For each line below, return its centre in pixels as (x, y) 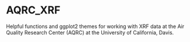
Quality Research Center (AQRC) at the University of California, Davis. (90, 32)
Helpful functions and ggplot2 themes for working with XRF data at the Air (95, 26)
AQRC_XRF (33, 10)
